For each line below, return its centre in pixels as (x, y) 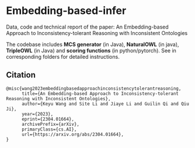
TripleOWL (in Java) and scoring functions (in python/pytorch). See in (91, 50)
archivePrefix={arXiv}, (51, 124)
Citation (21, 75)
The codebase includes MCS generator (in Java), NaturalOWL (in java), (93, 44)
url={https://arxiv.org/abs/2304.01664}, (73, 134)
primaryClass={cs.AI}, (49, 129)
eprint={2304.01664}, (48, 119)
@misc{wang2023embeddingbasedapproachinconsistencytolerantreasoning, (94, 89)
